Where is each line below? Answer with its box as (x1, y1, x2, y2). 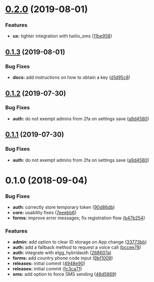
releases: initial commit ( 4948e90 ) (12, 260, 85, 266)
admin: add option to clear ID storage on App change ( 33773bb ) (12, 239, 147, 245)
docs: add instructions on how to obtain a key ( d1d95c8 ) (12, 74, 130, 80)
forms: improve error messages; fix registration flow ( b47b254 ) (12, 215, 145, 221)
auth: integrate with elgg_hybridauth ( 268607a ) (12, 250, 112, 256)
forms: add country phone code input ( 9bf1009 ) (12, 255, 113, 261)
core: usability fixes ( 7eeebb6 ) (12, 210, 77, 216)
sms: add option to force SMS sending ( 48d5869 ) (12, 271, 117, 277)
